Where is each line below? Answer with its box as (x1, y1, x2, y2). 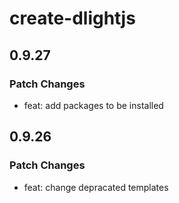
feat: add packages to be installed (23, 99, 164, 111)
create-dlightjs (9, 7, 136, 30)
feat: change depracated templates (23, 181, 169, 193)
